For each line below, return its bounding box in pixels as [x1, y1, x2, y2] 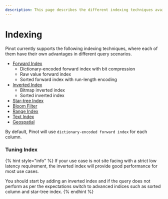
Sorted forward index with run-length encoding [19, 76, 117, 82]
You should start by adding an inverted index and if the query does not [5, 178, 151, 184]
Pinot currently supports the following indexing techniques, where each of [5, 45, 158, 51]
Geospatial [12, 118, 35, 125]
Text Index [12, 113, 34, 119]
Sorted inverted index [19, 92, 65, 98]
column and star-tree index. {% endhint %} [5, 188, 94, 194]
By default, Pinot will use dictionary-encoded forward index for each [5, 128, 147, 134]
